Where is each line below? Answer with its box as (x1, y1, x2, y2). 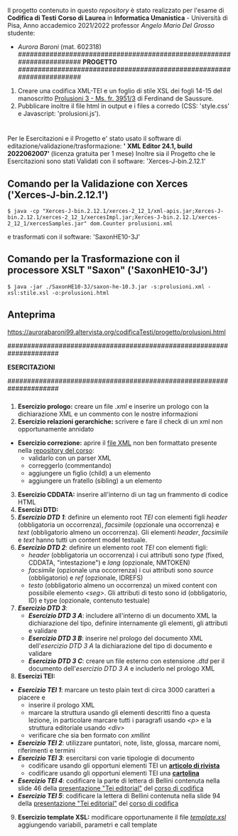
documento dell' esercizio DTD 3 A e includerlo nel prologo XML (28, 664, 215, 672)
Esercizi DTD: (17, 506, 59, 513)
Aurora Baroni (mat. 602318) (17, 43, 102, 51)
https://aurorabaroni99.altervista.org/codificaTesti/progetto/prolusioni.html (7, 328, 226, 336)
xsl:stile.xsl (7, 289, 50, 296)
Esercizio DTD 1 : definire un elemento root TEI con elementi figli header (17, 513, 228, 521)
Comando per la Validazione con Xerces (7, 177, 188, 189)
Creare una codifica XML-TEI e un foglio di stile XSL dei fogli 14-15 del (17, 87, 222, 95)
